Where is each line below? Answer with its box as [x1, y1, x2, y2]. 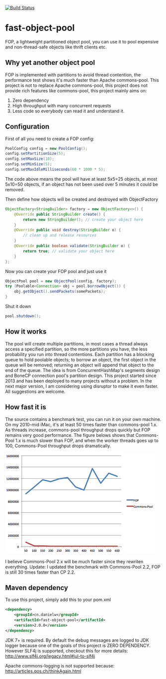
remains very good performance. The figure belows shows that [5, 432, 135, 438]
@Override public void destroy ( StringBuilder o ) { [14, 228, 121, 233]
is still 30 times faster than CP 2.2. [5, 569, 76, 575]
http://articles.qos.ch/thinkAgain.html [5, 668, 82, 674]
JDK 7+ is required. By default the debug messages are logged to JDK [5, 637, 149, 643]
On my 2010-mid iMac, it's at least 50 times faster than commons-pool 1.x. [5, 421, 158, 427]
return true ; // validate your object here [23, 249, 114, 254]
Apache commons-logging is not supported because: [5, 663, 115, 669]
